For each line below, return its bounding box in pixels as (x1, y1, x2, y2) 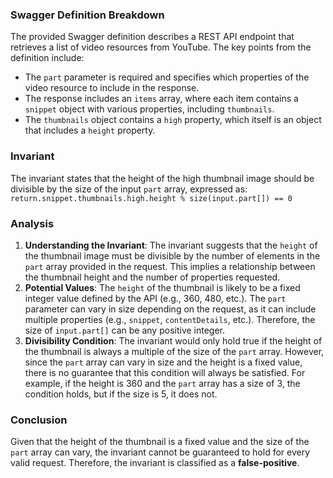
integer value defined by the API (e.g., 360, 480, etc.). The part (24, 292, 287, 304)
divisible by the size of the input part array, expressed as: (10, 183, 248, 195)
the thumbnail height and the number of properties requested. (24, 271, 281, 283)
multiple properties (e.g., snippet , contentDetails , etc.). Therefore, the (24, 313, 316, 325)
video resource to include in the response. (24, 82, 200, 94)
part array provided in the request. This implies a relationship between (24, 260, 316, 272)
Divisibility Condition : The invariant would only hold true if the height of (24, 334, 323, 347)
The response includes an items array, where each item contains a (24, 93, 299, 105)
